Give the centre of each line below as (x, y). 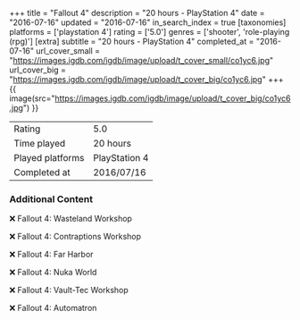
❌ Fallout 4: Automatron (53, 308)
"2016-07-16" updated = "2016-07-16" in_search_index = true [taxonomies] (148, 22)
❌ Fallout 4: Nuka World (53, 273)
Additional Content (51, 198)
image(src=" (32, 98)
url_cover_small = (68, 51)
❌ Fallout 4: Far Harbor (51, 255)
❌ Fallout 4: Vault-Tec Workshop (69, 291)
